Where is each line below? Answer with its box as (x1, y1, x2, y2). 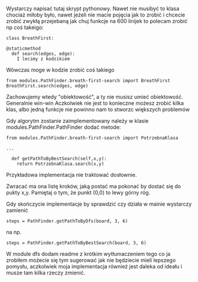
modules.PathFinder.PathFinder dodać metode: (6, 124, 121, 131)
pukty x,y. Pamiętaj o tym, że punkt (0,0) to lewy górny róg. (6, 189, 151, 196)
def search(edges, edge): (11, 51, 76, 57)
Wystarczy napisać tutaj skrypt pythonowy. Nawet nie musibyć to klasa (6, 5, 180, 12)
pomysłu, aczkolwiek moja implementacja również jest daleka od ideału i (6, 263, 182, 270)
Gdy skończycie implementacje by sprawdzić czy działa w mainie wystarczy (6, 200, 192, 208)
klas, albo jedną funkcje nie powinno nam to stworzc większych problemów (6, 106, 190, 113)
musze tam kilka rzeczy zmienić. (6, 269, 86, 276)
